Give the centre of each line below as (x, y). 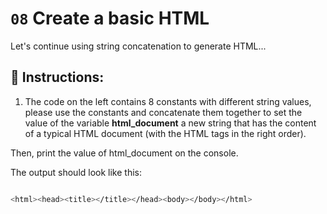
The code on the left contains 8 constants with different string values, (168, 101)
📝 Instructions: (57, 77)
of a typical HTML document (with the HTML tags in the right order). (165, 133)
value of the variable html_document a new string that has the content (170, 123)
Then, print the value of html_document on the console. (124, 153)
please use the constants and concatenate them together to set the (163, 112)
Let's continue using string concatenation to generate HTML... (138, 46)
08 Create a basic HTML (110, 18)
